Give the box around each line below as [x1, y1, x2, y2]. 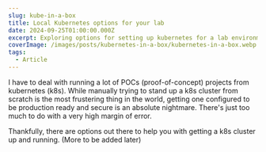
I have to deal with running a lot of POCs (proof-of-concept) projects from [8, 77, 249, 87]
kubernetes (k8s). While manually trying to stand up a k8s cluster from [8, 85, 239, 95]
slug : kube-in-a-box [8, 11, 77, 20]
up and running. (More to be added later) [8, 135, 142, 144]
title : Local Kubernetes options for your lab [8, 19, 165, 27]
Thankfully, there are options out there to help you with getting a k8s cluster [8, 126, 256, 135]
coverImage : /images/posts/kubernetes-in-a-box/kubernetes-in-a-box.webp [8, 41, 257, 49]
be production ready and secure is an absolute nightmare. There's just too [8, 102, 250, 112]
